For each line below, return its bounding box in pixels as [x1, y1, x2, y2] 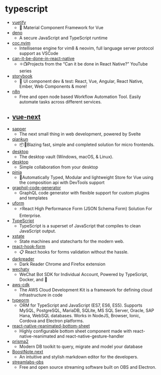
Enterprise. [19, 212, 42, 218]
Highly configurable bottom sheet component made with [19, 328, 132, 334]
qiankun [12, 136, 29, 142]
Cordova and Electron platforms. [19, 318, 84, 324]
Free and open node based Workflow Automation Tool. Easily [19, 94, 141, 99]
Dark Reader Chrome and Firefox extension [19, 261, 105, 267]
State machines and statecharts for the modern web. [19, 238, 125, 244]
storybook [12, 73, 33, 79]
